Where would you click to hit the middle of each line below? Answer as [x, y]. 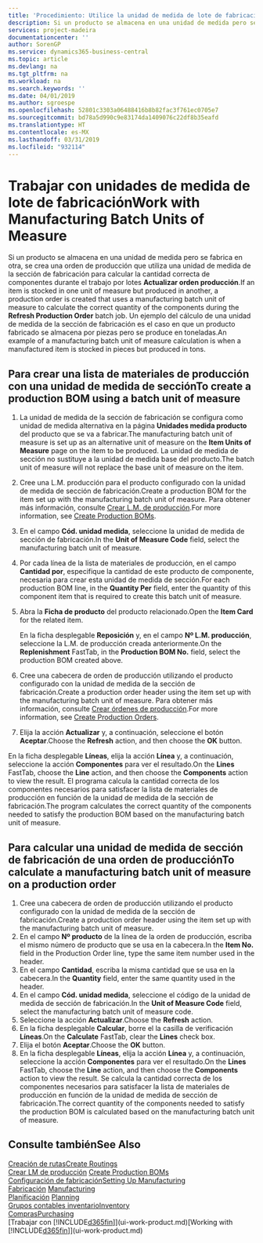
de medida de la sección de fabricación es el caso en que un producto [122, 324]
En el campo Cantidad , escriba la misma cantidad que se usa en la [127, 970]
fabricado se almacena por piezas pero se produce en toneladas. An [117, 333]
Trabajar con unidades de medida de [129, 186]
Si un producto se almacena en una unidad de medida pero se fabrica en [125, 258]
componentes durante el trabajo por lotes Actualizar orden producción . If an [131, 283]
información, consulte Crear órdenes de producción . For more [119, 709]
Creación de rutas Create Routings [63, 1164]
